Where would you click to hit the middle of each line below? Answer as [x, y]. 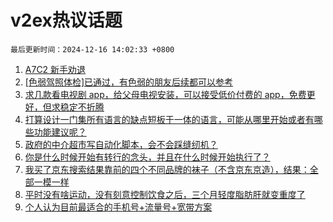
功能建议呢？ [60, 132]
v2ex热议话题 [66, 20]
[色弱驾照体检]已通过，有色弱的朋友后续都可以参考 [129, 82]
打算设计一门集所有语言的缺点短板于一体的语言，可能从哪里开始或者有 [169, 119]
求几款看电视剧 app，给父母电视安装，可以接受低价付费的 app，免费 [165, 94]
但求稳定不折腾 [73, 107]
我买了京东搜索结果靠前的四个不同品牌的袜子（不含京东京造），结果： [167, 169]
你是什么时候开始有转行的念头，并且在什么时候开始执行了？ [147, 157]
